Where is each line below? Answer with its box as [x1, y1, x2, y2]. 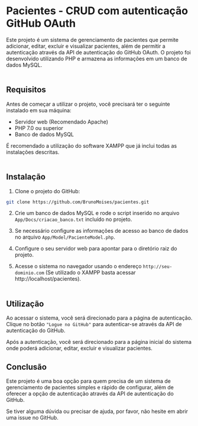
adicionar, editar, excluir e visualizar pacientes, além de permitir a [6, 43, 165, 50]
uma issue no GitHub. [6, 414, 59, 421]
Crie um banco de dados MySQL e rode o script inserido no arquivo [14, 210, 180, 217]
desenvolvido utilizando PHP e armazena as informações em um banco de [6, 55, 187, 62]
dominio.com [14, 270, 44, 276]
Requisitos [6, 84, 46, 95]
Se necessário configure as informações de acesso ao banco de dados [14, 227, 189, 235]
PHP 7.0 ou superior [14, 124, 64, 131]
